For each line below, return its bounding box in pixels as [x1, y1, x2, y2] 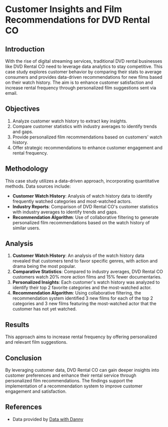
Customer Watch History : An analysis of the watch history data [12, 252, 144, 259]
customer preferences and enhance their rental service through [5, 372, 137, 378]
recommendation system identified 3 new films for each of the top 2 [12, 295, 153, 302]
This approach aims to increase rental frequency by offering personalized [5, 334, 157, 340]
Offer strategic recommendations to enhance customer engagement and [12, 145, 163, 151]
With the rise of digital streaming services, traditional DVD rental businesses [5, 58, 162, 64]
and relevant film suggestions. [5, 339, 68, 345]
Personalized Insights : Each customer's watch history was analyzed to [12, 279, 160, 286]
